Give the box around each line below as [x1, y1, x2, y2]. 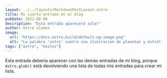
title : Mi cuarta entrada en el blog [5, 12, 83, 17]
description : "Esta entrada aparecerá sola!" [5, 21, 101, 26]
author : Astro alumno [5, 26, 50, 31]
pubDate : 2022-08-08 [5, 16, 48, 21]
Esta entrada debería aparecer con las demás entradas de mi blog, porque [5, 57, 158, 63]
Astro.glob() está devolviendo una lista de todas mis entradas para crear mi [5, 63, 162, 69]
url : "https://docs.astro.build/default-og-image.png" [9, 35, 126, 40]
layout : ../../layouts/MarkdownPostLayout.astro [5, 7, 108, 12]
